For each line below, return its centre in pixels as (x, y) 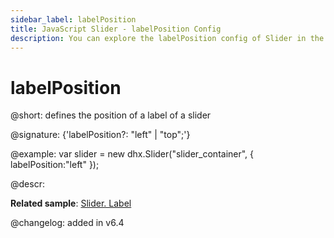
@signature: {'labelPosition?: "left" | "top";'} (100, 135)
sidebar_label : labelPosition (73, 19)
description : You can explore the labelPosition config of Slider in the (167, 38)
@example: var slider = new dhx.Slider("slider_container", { (132, 154)
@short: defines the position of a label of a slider (111, 115)
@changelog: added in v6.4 (67, 223)
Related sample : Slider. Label (71, 203)
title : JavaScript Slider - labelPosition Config (116, 29)
